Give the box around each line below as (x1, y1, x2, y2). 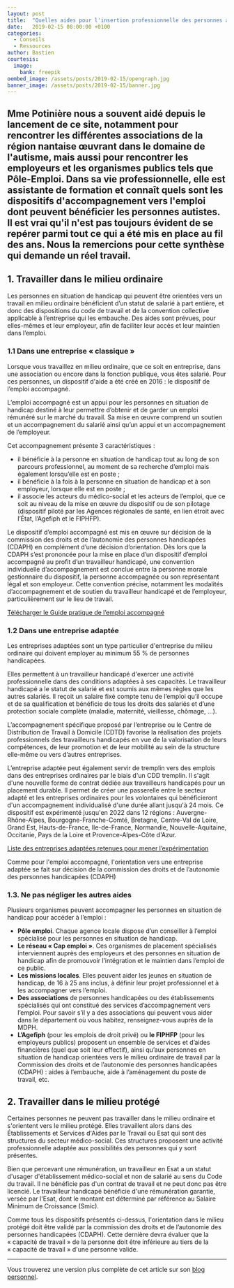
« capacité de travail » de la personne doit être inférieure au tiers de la (7, 1238, 209, 1246)
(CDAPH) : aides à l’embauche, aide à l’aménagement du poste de (17, 1068, 207, 1076)
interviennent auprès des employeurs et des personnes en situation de (17, 949, 221, 957)
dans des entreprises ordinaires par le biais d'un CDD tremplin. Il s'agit (7, 772, 210, 780)
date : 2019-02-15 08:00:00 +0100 (7, 23, 111, 30)
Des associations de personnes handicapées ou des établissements (17, 994, 214, 1002)
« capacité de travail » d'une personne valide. (7, 1245, 139, 1254)
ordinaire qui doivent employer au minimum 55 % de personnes (7, 649, 189, 658)
